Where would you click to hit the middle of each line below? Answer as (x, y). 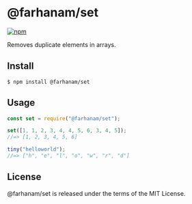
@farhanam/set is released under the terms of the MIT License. (96, 193)
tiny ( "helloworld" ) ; (37, 149)
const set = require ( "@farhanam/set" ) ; (64, 118)
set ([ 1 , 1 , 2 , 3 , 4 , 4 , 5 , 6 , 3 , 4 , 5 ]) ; (67, 131)
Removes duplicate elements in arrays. (61, 44)
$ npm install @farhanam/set (49, 82)
